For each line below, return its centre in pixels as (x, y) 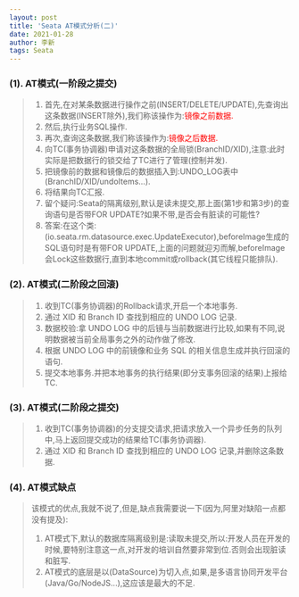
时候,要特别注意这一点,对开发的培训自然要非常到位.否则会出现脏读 (165, 550)
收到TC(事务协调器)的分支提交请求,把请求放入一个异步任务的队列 (163, 428)
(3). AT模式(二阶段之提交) (64, 407)
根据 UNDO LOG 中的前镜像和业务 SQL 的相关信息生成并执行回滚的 (167, 350)
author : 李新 (32, 42)
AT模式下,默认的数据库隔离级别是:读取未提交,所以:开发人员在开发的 (167, 539)
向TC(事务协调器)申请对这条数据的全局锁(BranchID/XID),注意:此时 (165, 149)
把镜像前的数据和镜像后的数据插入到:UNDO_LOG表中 (141, 171)
